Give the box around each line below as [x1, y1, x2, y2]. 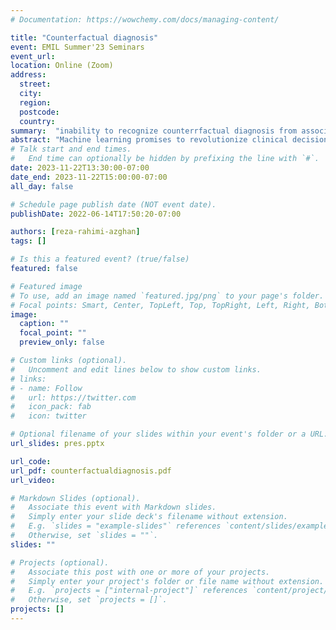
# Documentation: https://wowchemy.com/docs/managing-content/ [10, 14, 280, 25]
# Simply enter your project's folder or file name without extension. [10, 576, 325, 586]
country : [19, 116, 56, 126]
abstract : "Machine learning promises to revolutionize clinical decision [10, 135, 329, 145]
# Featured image [10, 281, 83, 291]
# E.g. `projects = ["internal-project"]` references [10, 586, 248, 596]
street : [19, 79, 52, 90]
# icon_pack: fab [10, 402, 92, 412]
